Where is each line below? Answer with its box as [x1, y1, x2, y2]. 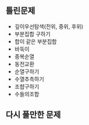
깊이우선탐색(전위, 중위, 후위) [14, 23, 84, 30]
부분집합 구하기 [14, 30, 51, 37]
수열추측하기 [14, 75, 45, 82]
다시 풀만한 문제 [5, 110, 61, 120]
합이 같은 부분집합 [14, 38, 57, 45]
